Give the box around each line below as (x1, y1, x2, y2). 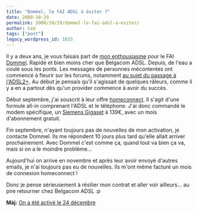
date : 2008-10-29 (6, 14, 49, 20)
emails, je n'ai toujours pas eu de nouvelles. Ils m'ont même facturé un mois (6, 163, 192, 170)
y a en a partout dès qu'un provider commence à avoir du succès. (6, 85, 168, 91)
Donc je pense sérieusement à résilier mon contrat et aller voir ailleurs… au (6, 181, 190, 188)
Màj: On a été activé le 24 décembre (6, 199, 96, 206)
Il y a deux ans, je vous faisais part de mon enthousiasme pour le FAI (6, 53, 174, 60)
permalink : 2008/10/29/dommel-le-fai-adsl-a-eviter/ (6, 20, 140, 26)
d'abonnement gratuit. (6, 115, 61, 122)
